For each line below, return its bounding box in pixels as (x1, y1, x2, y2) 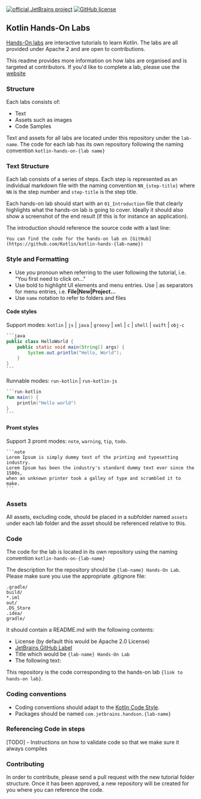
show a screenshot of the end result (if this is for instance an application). (6, 213, 188, 220)
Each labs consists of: (6, 98, 61, 106)
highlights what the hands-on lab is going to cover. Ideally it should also (6, 206, 184, 214)
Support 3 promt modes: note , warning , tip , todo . (6, 437, 127, 444)
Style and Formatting (6, 255, 69, 263)
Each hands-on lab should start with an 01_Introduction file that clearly (6, 200, 183, 207)
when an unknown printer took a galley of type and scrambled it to (6, 475, 181, 481)
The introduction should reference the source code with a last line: (6, 224, 171, 232)
